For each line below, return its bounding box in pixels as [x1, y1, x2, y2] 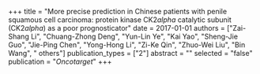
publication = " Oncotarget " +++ [8, 57, 112, 66]
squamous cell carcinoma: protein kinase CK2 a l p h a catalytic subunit [8, 15, 232, 24]
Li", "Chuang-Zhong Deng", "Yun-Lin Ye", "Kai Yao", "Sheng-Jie [30, 31, 239, 41]
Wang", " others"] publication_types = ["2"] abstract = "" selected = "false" [8, 49, 253, 57]
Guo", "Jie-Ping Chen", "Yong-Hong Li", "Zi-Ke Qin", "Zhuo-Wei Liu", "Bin [8, 40, 246, 50]
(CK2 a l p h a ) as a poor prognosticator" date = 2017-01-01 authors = [8, 24, 225, 32]
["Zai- [226, 24, 247, 32]
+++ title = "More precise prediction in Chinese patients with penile [8, 7, 228, 16]
